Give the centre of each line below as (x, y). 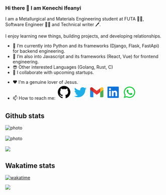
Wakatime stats (30, 166)
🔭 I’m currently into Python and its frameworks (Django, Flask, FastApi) (86, 46)
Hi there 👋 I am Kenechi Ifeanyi (43, 8)
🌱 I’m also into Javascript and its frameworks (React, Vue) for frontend (85, 57)
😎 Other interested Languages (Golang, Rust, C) (63, 67)
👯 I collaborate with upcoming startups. (53, 73)
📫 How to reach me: (34, 98)
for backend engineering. (39, 51)
